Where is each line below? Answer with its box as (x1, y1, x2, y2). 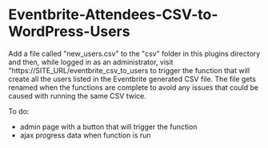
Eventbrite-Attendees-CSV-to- (8, 6, 218, 24)
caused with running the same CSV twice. (8, 91, 146, 100)
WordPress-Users (8, 22, 130, 41)
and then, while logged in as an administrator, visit (8, 57, 174, 67)
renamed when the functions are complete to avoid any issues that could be (8, 82, 258, 92)
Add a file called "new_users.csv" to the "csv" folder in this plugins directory (8, 49, 261, 58)
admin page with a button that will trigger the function (19, 122, 198, 131)
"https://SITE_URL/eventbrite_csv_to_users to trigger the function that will (8, 65, 250, 75)
